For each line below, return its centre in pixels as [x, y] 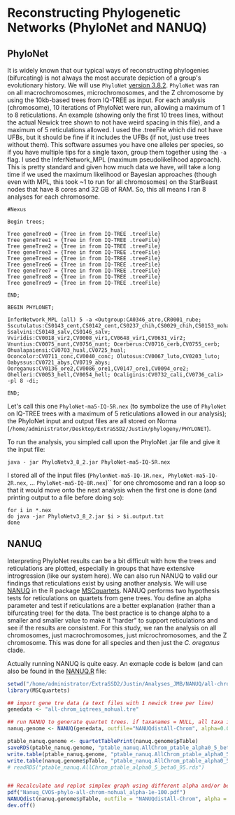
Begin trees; [26, 222]
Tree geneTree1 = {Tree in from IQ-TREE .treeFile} [84, 240]
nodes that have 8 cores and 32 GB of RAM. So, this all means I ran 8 [107, 189]
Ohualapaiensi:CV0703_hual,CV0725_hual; [67, 350]
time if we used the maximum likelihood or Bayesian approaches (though [112, 174]
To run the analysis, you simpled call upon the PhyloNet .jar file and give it [114, 442]
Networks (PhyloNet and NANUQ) [107, 28]
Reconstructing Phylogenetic [94, 13]
